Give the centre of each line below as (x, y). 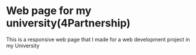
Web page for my (49, 11)
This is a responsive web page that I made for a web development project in (98, 39)
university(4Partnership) (68, 23)
